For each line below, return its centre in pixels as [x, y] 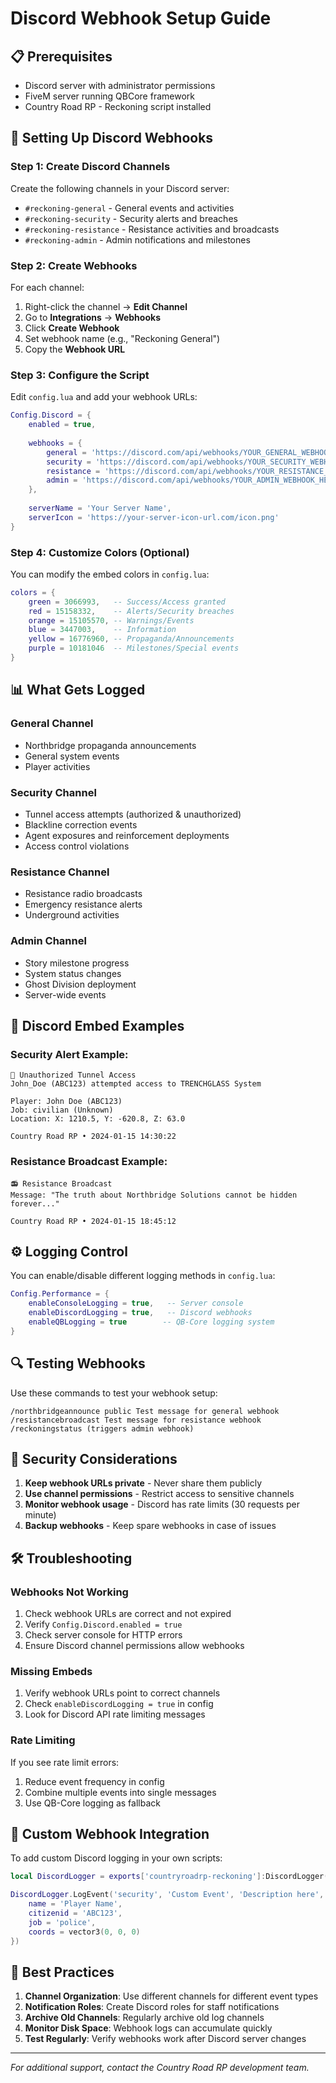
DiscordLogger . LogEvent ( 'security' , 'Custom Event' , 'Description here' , [167, 1895]
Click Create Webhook [72, 328]
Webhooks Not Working [69, 1592]
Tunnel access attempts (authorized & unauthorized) [133, 814]
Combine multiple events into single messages [120, 1792]
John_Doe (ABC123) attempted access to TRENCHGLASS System [136, 1084]
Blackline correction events [81, 824]
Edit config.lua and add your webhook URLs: [104, 397]
